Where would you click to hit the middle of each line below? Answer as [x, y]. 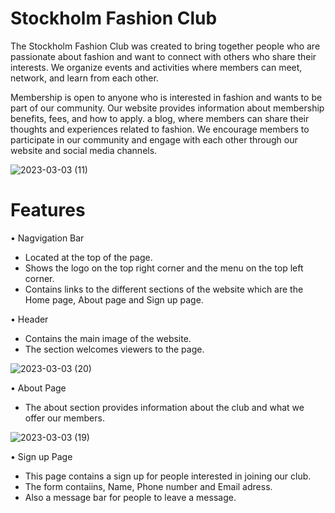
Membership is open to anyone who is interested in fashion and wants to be [166, 97]
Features [48, 210]
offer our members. [64, 418]
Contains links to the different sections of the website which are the [164, 289]
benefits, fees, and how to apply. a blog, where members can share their [160, 118]
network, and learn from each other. [84, 78]
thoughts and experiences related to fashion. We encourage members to [160, 129]
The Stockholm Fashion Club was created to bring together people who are [165, 46]
